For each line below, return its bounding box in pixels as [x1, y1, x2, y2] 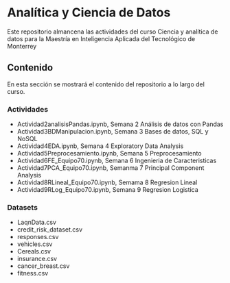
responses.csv [16, 233, 59, 241]
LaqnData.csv [16, 218, 57, 227]
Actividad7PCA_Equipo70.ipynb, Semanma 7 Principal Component [16, 164, 205, 172]
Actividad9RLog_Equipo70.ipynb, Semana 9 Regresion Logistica [16, 186, 199, 194]
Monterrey [7, 42, 37, 50]
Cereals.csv [16, 247, 51, 256]
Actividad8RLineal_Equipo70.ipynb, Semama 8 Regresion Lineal [16, 178, 198, 186]
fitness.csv [16, 269, 49, 278]
